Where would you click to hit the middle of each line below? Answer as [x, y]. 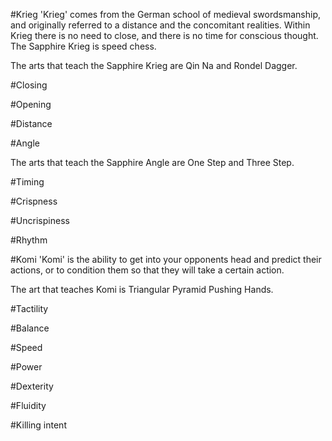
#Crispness [34, 201]
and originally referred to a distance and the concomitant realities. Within [160, 25]
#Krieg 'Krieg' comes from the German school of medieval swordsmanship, [166, 14]
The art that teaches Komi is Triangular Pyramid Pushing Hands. [142, 289]
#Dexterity [32, 386]
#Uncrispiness [40, 220]
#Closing [29, 85]
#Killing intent [38, 425]
